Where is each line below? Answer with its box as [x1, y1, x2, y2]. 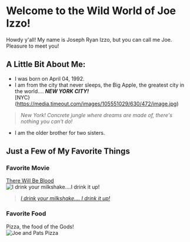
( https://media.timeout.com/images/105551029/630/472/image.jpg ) [14, 100, 179, 107]
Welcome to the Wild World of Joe [6, 4, 176, 18]
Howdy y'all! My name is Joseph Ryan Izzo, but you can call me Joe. [6, 36, 172, 43]
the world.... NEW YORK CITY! [14, 87, 89, 95]
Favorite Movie [6, 164, 50, 172]
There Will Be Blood [6, 177, 54, 184]
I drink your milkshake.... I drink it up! [20, 195, 111, 202]
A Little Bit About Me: [6, 59, 86, 69]
